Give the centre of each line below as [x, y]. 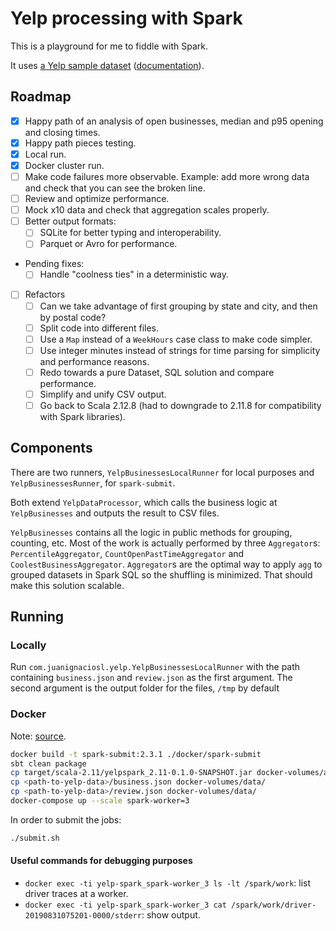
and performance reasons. [94, 361]
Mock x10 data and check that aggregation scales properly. [147, 210]
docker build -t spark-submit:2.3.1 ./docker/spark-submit [136, 754]
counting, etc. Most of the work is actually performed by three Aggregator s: [165, 543]
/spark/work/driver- [274, 905]
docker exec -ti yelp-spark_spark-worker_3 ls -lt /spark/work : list [168, 883]
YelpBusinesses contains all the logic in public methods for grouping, [151, 532]
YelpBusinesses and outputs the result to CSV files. [115, 513]
